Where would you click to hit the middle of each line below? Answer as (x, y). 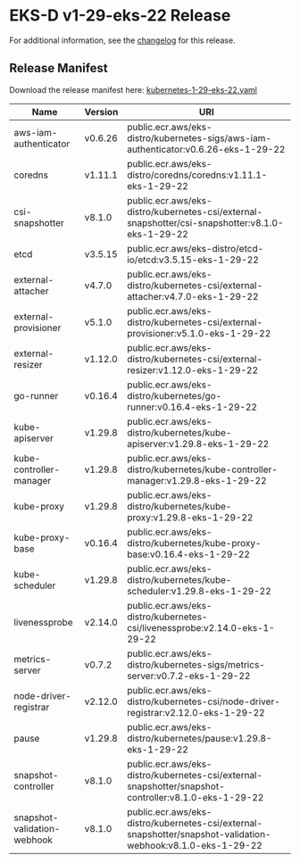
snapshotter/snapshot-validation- (199, 834)
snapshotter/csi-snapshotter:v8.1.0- (205, 222)
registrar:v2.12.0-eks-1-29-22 (196, 712)
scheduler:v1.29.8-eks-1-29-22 (199, 591)
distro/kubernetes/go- (174, 395)
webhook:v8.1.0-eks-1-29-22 (195, 845)
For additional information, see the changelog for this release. (122, 40)
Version (101, 112)
